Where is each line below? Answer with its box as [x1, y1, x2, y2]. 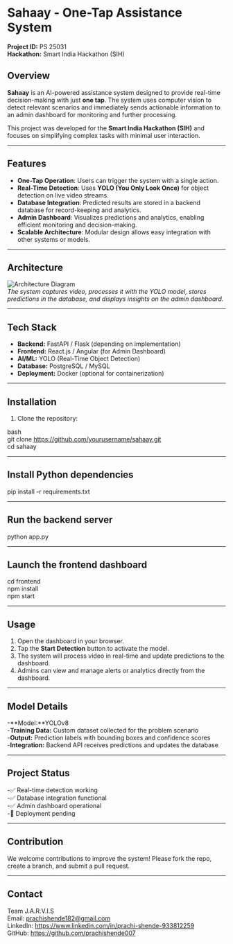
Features [7, 158, 46, 170]
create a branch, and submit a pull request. [7, 862, 130, 870]
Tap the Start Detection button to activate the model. [17, 645, 170, 653]
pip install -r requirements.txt [7, 487, 90, 496]
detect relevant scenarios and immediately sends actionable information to [7, 103, 221, 112]
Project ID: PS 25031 [7, 42, 67, 51]
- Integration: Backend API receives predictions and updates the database [7, 741, 218, 749]
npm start [7, 592, 35, 600]
